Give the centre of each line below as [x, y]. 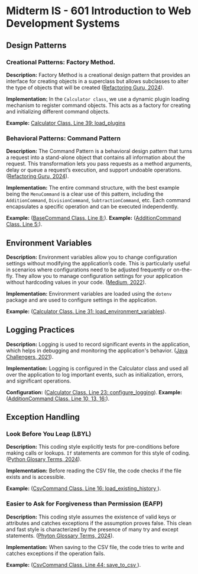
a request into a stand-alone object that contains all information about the [96, 157]
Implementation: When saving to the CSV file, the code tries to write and [95, 547]
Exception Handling [43, 417]
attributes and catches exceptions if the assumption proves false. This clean [99, 523]
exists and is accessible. [36, 477]
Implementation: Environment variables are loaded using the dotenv [89, 293]
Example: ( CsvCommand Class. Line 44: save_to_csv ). [74, 565]
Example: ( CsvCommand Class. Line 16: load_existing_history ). [84, 488]
